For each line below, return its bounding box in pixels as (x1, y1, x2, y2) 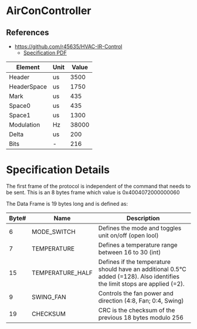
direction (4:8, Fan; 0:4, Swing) (98, 296, 184, 304)
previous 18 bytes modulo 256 (98, 313, 184, 321)
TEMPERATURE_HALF (32, 269, 93, 277)
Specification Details (6, 163, 110, 177)
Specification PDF (23, 49, 67, 56)
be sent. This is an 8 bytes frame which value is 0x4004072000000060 (6, 189, 180, 196)
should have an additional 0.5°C (98, 265, 186, 273)
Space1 (9, 111, 31, 119)
